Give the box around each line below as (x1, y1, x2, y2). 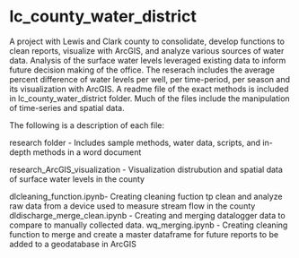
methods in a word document (32, 146, 142, 158)
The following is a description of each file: (9, 119, 164, 131)
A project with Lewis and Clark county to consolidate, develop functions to (9, 36, 286, 47)
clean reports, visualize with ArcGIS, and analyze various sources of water (9, 45, 285, 56)
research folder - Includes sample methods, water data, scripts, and (9, 137, 261, 148)
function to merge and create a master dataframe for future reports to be (9, 228, 279, 239)
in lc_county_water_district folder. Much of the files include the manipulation (9, 92, 290, 104)
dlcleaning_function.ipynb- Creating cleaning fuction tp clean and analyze (9, 191, 283, 202)
